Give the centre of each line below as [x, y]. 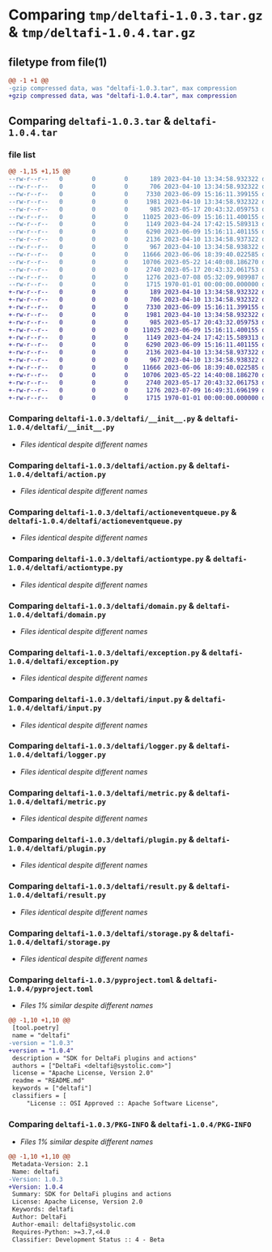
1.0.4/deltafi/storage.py [59, 942]
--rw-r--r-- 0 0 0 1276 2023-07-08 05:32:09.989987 [134, 277]
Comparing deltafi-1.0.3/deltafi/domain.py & [102, 606]
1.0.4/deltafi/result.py [57, 895]
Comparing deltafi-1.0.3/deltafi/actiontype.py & [110, 559]
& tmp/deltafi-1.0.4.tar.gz [102, 32]
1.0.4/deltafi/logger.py [57, 755]
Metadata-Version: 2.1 [50, 1164]
